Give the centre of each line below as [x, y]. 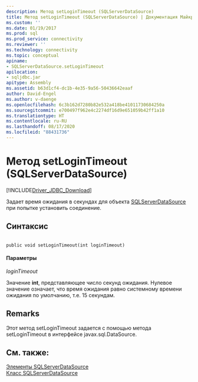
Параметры [22, 258]
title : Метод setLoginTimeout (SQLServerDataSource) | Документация [92, 17]
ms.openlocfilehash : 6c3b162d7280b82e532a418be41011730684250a [85, 105]
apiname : [17, 61]
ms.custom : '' [24, 22]
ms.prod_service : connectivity [44, 39]
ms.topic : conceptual [33, 55]
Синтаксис [27, 227]
